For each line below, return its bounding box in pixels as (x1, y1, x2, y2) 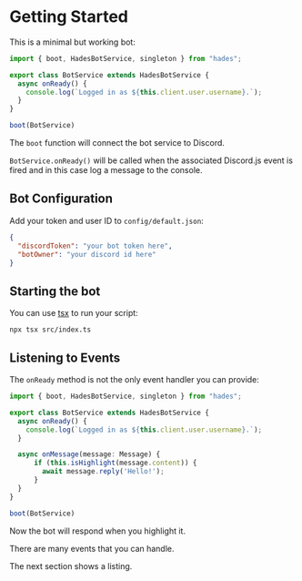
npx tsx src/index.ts (9, 325, 92, 334)
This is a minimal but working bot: (9, 36, 136, 47)
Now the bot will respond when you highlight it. (9, 525, 186, 536)
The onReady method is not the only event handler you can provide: (9, 374, 259, 384)
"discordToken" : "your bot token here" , (17, 241, 173, 250)
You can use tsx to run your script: (9, 308, 138, 319)
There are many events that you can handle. (9, 543, 175, 554)
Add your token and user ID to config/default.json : (9, 215, 205, 226)
